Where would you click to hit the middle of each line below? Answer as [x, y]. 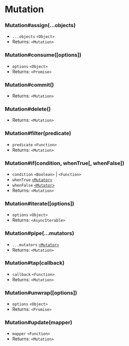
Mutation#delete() [28, 109]
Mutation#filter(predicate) [38, 134]
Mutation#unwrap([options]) [41, 292]
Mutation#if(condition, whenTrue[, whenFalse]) [65, 163]
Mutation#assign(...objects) [40, 25]
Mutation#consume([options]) [43, 55]
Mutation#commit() [29, 85]
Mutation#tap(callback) [35, 263]
